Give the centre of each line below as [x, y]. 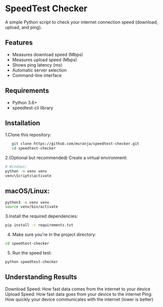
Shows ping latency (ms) [37, 65]
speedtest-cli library [33, 108]
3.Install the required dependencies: [41, 216]
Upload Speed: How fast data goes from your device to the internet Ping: [79, 294]
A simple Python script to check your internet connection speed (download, [81, 22]
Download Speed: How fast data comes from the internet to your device [78, 289]
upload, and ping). [24, 27]
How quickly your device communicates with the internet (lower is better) [79, 299]
